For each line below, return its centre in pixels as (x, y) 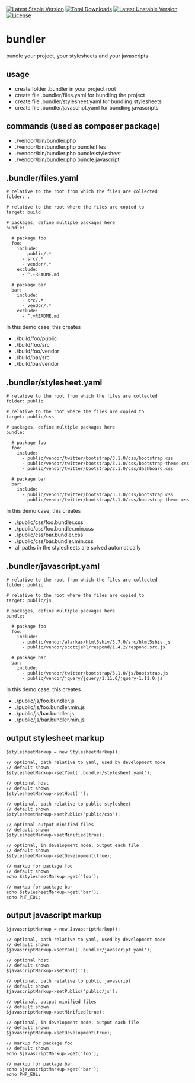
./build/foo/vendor (37, 351)
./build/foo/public (36, 338)
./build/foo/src (32, 345)
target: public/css (30, 417)
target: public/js (29, 600)
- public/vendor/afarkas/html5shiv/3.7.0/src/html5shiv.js (96, 642)
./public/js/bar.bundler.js (44, 713)
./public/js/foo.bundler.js (44, 701)
